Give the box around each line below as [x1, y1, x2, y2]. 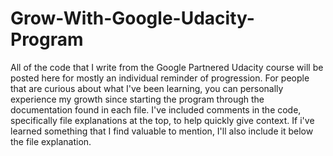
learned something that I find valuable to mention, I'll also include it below [10, 125, 314, 137]
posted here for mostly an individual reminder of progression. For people [10, 72, 310, 84]
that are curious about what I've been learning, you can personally [10, 82, 284, 94]
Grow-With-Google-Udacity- [10, 7, 255, 30]
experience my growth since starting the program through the [10, 93, 265, 105]
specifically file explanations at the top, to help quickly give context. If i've [10, 114, 315, 126]
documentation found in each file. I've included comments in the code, [10, 103, 302, 116]
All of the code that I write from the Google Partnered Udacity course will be [10, 61, 324, 73]
